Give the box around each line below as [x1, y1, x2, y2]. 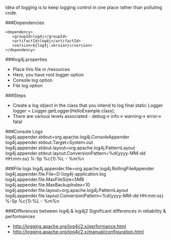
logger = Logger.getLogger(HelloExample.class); [12, 108, 116, 114]
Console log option [12, 77, 53, 83]
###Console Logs [5, 129, 43, 134]
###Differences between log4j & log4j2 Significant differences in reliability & [5, 208, 166, 214]
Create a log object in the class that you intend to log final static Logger [12, 102, 163, 108]
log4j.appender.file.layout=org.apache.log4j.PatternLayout [5, 187, 129, 193]
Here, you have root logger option [12, 71, 84, 78]
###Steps [5, 92, 27, 99]
